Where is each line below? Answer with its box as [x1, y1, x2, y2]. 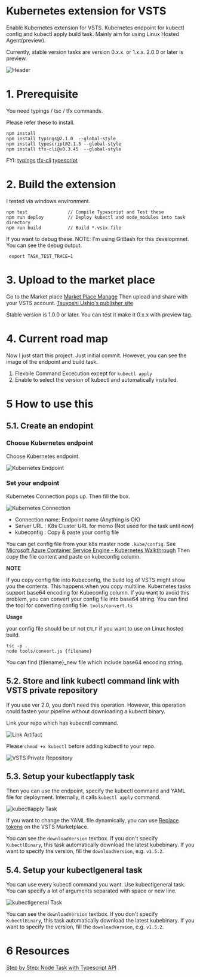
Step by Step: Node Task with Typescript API [6, 964, 116, 972]
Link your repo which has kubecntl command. [6, 719, 119, 726]
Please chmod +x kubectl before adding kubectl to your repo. [6, 742, 156, 750]
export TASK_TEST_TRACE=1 [8, 253, 73, 259]
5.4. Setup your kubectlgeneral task [6, 865, 143, 875]
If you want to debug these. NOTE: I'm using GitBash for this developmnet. [6, 235, 189, 242]
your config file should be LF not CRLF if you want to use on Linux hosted [6, 625, 184, 632]
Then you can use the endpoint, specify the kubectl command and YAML [6, 787, 186, 795]
